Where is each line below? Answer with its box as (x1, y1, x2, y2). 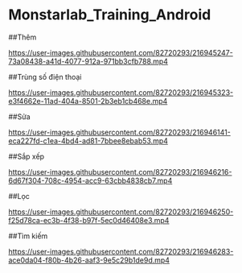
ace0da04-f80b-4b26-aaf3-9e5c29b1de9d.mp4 (8, 255, 170, 265)
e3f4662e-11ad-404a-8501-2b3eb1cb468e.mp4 (8, 96, 168, 105)
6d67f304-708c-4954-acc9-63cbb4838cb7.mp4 (8, 176, 173, 185)
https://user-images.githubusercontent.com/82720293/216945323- (8, 87, 234, 97)
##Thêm (8, 32, 37, 42)
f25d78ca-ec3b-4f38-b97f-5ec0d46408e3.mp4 (8, 215, 170, 225)
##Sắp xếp (8, 151, 45, 161)
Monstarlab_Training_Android (8, 6, 211, 24)
